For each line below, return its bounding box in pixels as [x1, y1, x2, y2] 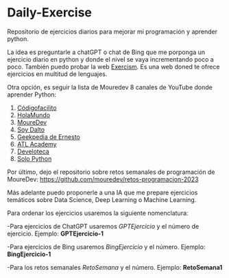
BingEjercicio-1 [7, 250, 51, 258]
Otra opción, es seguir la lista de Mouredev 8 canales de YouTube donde [7, 83, 213, 91]
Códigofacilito [16, 103, 57, 112]
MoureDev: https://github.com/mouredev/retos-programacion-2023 [7, 175, 199, 183]
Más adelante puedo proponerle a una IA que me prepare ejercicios [7, 188, 198, 197]
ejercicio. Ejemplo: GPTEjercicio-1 [7, 229, 104, 238]
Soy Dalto [16, 125, 45, 134]
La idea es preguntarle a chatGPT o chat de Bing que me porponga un [7, 48, 206, 56]
